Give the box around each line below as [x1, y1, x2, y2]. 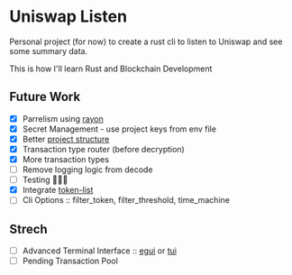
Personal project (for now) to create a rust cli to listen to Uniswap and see [9, 36, 283, 47]
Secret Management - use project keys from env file [22, 124, 216, 134]
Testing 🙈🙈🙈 [22, 174, 68, 186]
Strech [9, 221, 48, 236]
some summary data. [9, 45, 88, 56]
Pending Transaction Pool [22, 255, 119, 267]
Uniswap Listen [9, 6, 128, 27]
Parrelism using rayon [22, 113, 104, 124]
